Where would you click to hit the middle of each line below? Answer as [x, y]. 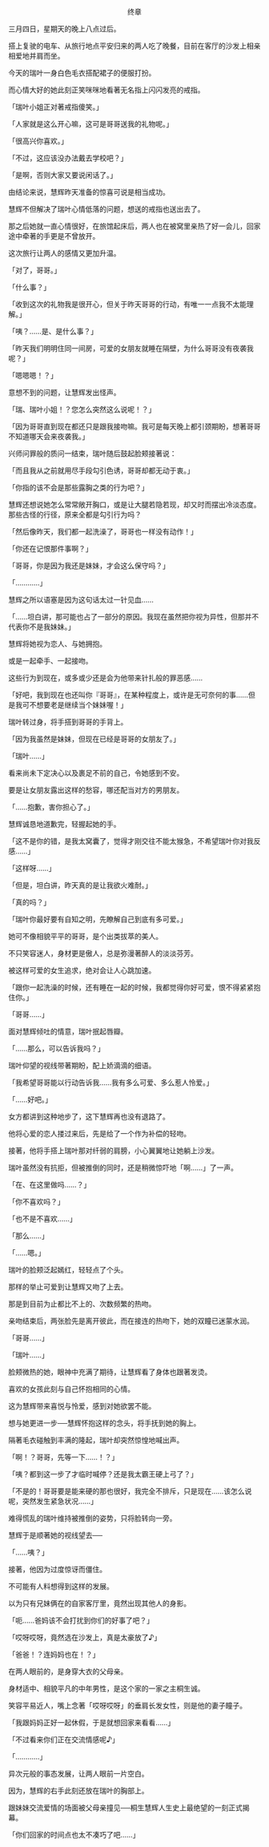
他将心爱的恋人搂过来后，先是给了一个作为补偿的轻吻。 [99, 1133]
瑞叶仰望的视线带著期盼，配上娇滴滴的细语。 [82, 1065]
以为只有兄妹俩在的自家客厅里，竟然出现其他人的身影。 [99, 1603]
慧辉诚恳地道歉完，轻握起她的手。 [64, 824]
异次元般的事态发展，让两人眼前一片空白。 [78, 1774]
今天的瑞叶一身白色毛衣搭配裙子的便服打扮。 [82, 73]
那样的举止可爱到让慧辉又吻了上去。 [68, 1287]
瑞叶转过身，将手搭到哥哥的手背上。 [68, 722]
